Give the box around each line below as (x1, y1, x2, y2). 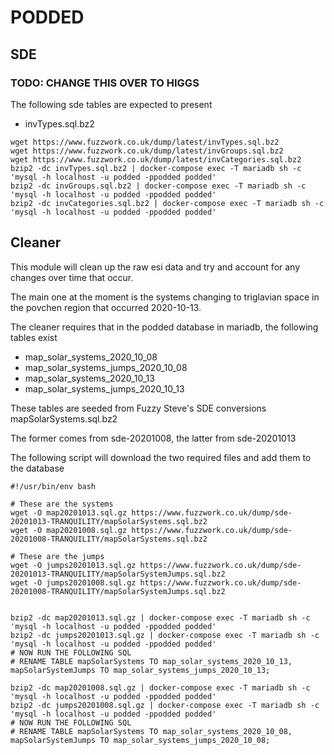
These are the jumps (19, 551, 105, 561)
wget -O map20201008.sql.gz (10, 525, 128, 535)
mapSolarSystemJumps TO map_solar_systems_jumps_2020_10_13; (10, 665, 271, 675)
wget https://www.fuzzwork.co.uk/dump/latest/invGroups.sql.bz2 (10, 146, 284, 156)
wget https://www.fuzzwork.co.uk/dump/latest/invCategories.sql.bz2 (10, 154, 302, 165)
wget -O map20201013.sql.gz (10, 507, 128, 518)
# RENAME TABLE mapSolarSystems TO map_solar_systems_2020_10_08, (10, 726, 293, 736)
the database (10, 462, 65, 474)
